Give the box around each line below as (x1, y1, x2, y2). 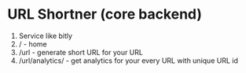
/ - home (18, 39, 48, 48)
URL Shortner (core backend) (7, 5, 202, 23)
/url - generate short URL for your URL (18, 47, 143, 57)
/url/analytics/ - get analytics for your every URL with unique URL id (18, 56, 239, 65)
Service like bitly (18, 31, 72, 40)
